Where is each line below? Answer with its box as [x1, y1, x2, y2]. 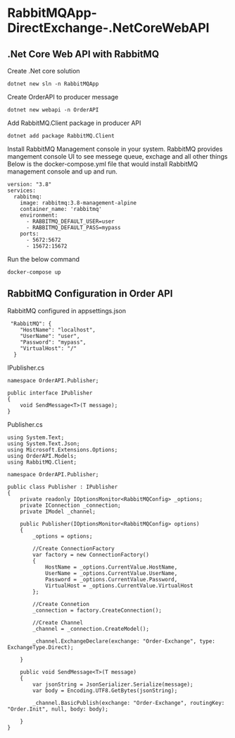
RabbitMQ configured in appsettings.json [7, 306, 127, 315]
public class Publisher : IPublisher [7, 483, 118, 490]
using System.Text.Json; [7, 440, 80, 447]
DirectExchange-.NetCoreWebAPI [7, 20, 210, 36]
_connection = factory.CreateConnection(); [32, 607, 162, 614]
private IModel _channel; [20, 508, 96, 515]
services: [7, 187, 37, 194]
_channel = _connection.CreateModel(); [32, 625, 150, 632]
